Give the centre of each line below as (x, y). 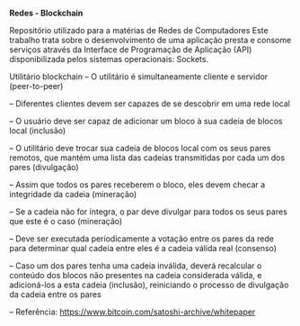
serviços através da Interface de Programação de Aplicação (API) (131, 50)
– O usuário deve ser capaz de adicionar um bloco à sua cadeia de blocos (146, 121)
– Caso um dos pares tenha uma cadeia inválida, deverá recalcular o (136, 266)
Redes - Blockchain (46, 13)
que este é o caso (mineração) (66, 221)
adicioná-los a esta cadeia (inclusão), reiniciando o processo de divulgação (149, 285)
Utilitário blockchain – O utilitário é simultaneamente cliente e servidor (139, 77)
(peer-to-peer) (36, 86)
